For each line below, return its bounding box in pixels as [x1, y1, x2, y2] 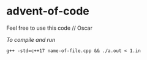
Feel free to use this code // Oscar [6, 24, 93, 32]
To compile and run [6, 36, 56, 43]
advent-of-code [6, 4, 90, 18]
